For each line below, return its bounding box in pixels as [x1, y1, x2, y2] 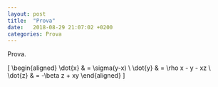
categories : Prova [7, 30, 62, 38]
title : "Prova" [7, 17, 56, 24]
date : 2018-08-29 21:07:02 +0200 [7, 24, 113, 31]
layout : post [7, 10, 46, 18]
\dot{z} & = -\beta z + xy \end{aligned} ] [7, 71, 125, 80]
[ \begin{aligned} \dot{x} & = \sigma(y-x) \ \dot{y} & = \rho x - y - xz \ [7, 63, 212, 72]
